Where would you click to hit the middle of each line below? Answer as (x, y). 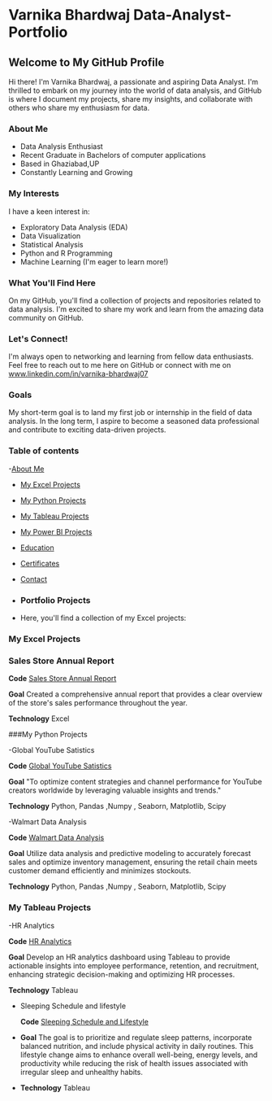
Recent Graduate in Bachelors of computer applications (113, 155)
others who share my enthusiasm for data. (79, 108)
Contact (33, 579)
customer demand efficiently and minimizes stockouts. (100, 871)
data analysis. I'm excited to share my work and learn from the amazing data (136, 309)
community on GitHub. (46, 317)
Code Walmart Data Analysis (56, 838)
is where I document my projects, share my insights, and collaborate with (131, 99)
